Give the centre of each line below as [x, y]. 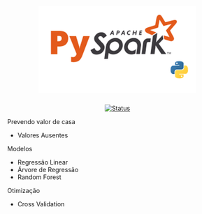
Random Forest [39, 177]
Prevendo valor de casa [41, 121]
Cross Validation [41, 204]
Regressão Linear [43, 162]
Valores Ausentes [43, 135]
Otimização [24, 190]
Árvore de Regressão [48, 169]
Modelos [20, 148]
